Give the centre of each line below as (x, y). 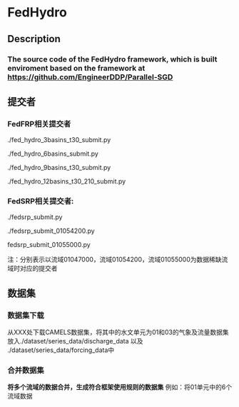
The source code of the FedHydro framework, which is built (112, 59)
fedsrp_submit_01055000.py (49, 245)
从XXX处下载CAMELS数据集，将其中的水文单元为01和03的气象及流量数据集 (118, 332)
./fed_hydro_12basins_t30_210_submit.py (67, 181)
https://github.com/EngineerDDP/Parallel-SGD (90, 77)
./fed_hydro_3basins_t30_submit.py (59, 140)
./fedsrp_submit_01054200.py (51, 231)
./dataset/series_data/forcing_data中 (61, 350)
